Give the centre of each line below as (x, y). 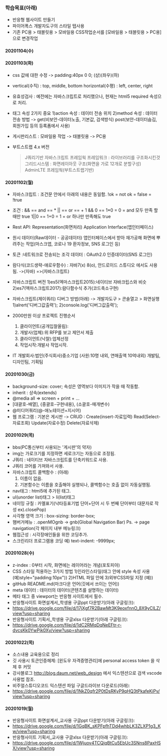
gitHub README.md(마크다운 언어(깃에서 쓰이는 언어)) (66, 584)
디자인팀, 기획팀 (28, 362)
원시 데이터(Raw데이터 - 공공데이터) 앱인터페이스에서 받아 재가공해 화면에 (84, 238)
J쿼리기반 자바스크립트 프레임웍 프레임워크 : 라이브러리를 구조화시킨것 (92, 158)
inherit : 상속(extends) (35, 392)
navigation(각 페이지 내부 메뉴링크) (46, 528)
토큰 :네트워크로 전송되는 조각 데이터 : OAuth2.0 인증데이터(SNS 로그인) (82, 254)
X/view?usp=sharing (33, 748)
